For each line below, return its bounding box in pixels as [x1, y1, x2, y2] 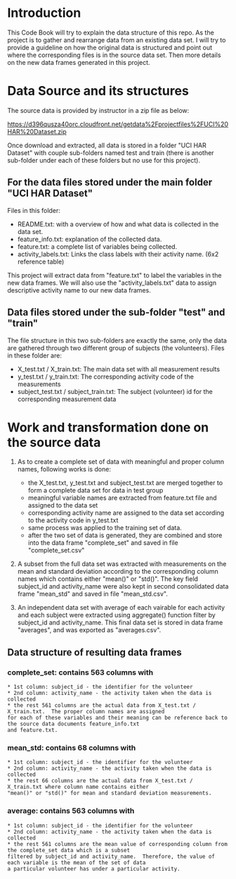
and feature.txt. [7, 727, 58, 734]
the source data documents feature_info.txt [7, 720, 140, 727]
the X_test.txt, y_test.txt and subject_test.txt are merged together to [27, 479, 223, 487]
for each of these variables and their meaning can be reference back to [7, 714, 228, 722]
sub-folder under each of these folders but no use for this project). [7, 156, 200, 164]
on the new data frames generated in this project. [7, 58, 150, 66]
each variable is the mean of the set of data [7, 859, 146, 866]
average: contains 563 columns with [7, 806, 135, 816]
